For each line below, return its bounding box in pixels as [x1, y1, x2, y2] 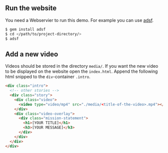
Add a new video [5, 50, 58, 58]
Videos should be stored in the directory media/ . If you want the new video [5, 63, 158, 69]
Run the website [5, 4, 56, 12]
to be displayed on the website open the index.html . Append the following [5, 68, 158, 74]
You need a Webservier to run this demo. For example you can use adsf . [5, 17, 154, 23]
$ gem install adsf [5, 27, 46, 32]
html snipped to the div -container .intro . [5, 74, 91, 80]
